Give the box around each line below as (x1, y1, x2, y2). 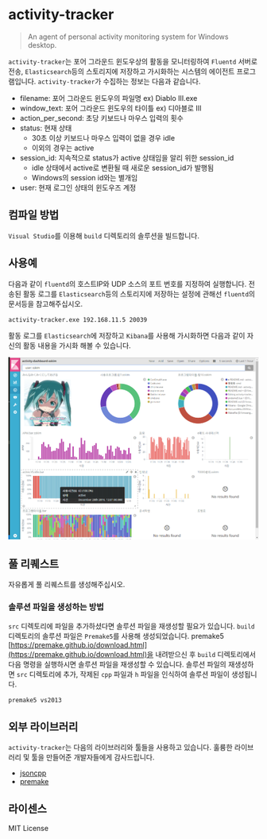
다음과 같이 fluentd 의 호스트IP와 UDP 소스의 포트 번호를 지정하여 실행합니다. (8, 279, 247, 288)
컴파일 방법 (8, 208, 60, 222)
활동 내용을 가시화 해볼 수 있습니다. (22, 341, 131, 350)
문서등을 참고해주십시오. (8, 299, 83, 308)
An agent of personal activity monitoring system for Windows (27, 32, 229, 41)
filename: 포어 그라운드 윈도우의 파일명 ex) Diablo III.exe (19, 93, 198, 102)
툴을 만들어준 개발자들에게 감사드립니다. (31, 752, 155, 762)
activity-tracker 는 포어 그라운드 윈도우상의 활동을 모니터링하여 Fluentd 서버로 (8, 56, 258, 66)
